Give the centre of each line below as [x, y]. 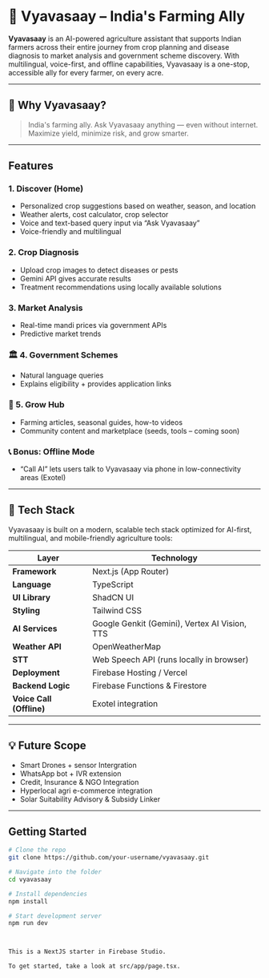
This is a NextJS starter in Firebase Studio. [87, 952]
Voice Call [32, 698]
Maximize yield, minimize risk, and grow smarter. [108, 133]
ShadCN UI [113, 597]
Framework [34, 571]
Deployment [36, 673]
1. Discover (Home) [46, 189]
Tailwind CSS [117, 610]
